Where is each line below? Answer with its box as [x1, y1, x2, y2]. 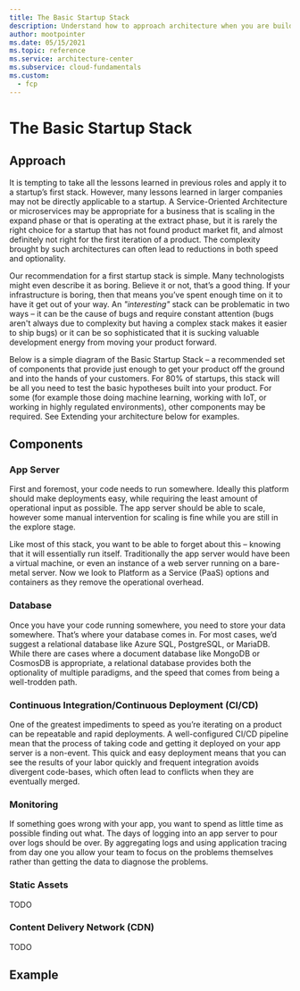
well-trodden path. [9, 676, 78, 687]
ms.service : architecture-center [9, 54, 134, 63]
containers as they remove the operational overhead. [9, 577, 204, 587]
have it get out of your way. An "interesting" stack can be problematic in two [9, 298, 290, 309]
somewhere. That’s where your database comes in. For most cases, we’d [9, 629, 278, 639]
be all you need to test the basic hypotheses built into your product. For [9, 382, 272, 393]
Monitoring [9, 798, 59, 811]
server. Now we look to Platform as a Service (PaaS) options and [31, 568, 270, 579]
